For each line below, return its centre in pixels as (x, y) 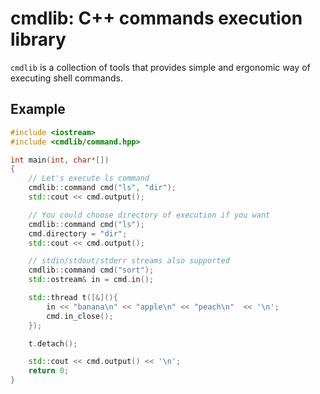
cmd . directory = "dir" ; (78, 233)
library (38, 39)
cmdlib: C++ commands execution (156, 18)
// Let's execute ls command (89, 178)
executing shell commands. (66, 78)
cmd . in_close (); (80, 316)
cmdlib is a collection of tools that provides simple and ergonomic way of (160, 67)
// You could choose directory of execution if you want (149, 215)
